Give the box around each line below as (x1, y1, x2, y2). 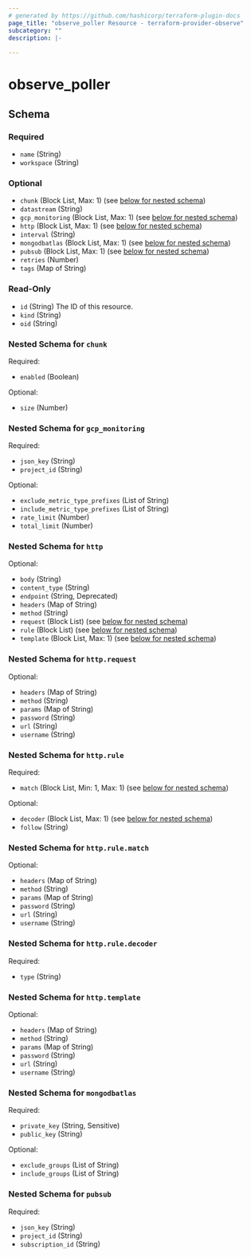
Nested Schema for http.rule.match (8, 843, 150, 853)
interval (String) (19, 230, 76, 239)
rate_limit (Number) (19, 513, 90, 522)
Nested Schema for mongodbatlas (8, 1087, 137, 1098)
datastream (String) (19, 204, 83, 214)
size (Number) (19, 403, 69, 412)
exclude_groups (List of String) (19, 1161, 120, 1170)
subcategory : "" (8, 26, 62, 34)
